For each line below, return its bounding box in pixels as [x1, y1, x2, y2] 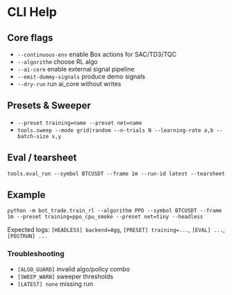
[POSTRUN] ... [7, 233, 49, 240]
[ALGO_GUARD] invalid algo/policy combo [17, 264, 131, 273]
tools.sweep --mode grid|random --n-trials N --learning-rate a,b [17, 126, 214, 134]
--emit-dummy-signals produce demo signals [17, 72, 146, 81]
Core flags [7, 32, 53, 44]
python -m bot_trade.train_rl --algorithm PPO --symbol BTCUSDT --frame [7, 208, 222, 214]
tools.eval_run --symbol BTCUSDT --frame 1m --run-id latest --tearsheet [7, 170, 226, 177]
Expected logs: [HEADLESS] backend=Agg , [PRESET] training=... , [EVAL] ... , [7, 226, 226, 234]
